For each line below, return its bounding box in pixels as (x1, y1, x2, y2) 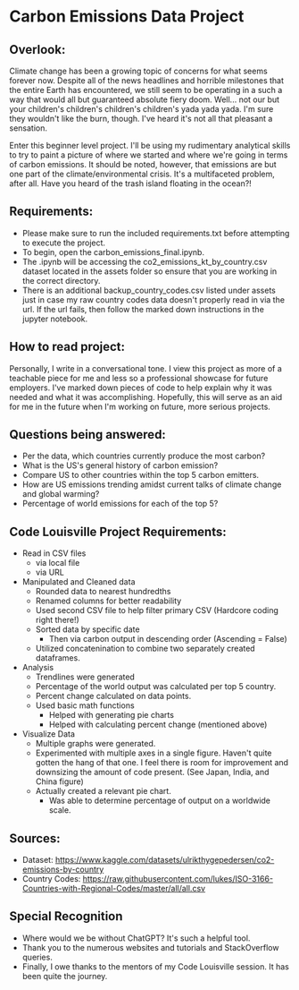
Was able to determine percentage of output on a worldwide (48, 795, 270, 807)
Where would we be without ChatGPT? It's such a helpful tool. (21, 933, 251, 943)
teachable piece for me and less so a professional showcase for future (9, 372, 269, 383)
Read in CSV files (21, 548, 87, 559)
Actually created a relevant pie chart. (35, 786, 171, 797)
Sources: (9, 831, 61, 846)
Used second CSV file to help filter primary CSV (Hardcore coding (35, 605, 279, 616)
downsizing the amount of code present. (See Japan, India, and (35, 767, 270, 778)
